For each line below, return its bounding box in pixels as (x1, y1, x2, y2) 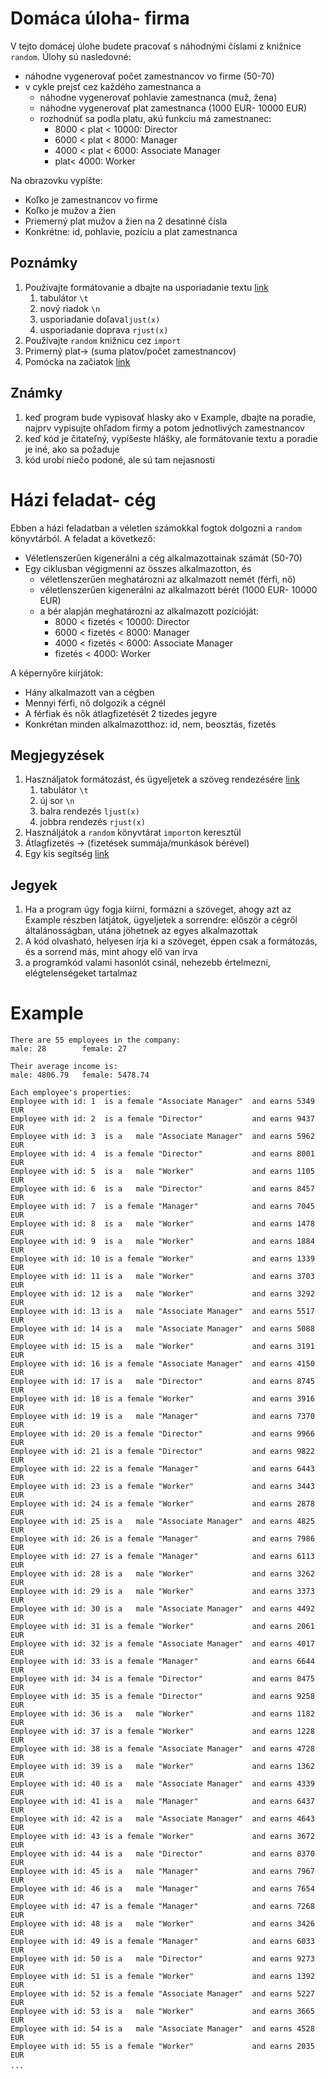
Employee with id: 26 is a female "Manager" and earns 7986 (10, 1534, 315, 1544)
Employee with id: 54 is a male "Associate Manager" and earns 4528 (10, 2024, 315, 2034)
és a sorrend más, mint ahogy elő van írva (24, 946, 198, 958)
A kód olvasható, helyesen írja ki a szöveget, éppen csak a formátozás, (24, 935, 318, 947)
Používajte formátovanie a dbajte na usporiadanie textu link (24, 281, 270, 293)
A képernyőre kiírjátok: (10, 667, 104, 679)
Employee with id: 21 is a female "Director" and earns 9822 (10, 1447, 315, 1457)
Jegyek (10, 877, 58, 894)
